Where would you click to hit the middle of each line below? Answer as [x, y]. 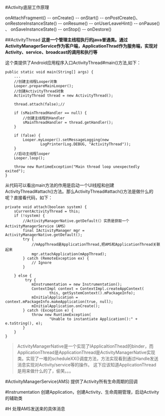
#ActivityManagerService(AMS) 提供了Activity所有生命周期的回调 [71, 381]
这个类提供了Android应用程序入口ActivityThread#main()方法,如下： [73, 63]
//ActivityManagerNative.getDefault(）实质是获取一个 [76, 221]
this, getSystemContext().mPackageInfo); [92, 293]
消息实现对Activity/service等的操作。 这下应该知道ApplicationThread [87, 365]
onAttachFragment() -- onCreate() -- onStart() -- [55, 18]
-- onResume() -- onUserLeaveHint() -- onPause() [109, 23]
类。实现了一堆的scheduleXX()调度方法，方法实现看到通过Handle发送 [88, 359]
